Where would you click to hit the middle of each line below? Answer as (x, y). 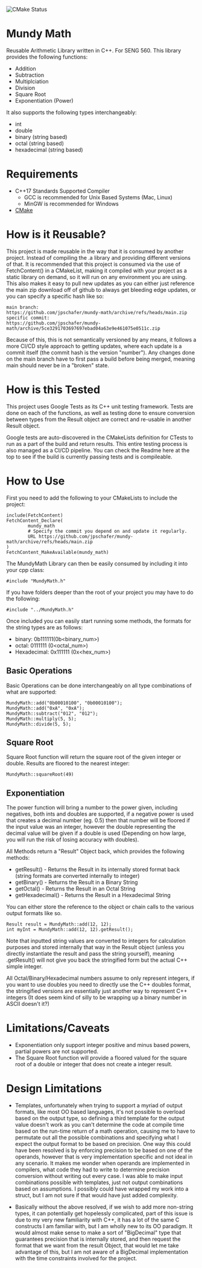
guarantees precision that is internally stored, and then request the (98, 1239)
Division (25, 88)
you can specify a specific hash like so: (55, 296)
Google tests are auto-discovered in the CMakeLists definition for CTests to (100, 437)
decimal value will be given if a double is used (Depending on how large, (96, 833)
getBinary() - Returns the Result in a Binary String (76, 883)
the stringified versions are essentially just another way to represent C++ (97, 991)
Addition (25, 68)
